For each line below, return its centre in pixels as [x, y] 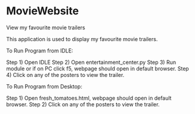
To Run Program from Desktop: [44, 86]
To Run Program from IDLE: [40, 50]
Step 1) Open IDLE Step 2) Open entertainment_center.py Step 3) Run [91, 62]
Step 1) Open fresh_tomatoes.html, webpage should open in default [89, 98]
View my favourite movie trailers [46, 27]
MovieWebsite [43, 11]
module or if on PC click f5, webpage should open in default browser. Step [97, 68]
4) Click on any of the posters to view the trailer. [65, 75]
